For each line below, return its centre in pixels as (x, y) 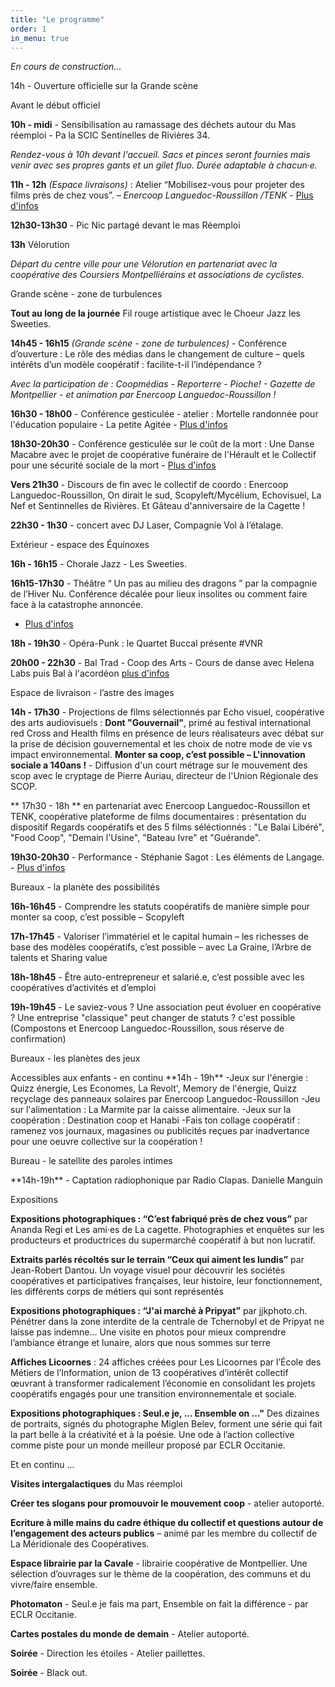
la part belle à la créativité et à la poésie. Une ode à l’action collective (152, 1435)
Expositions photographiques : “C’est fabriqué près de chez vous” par (159, 1219)
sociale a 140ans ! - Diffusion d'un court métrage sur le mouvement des (159, 765)
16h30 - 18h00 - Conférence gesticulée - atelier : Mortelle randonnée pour (164, 414)
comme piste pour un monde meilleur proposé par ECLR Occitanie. (148, 1445)
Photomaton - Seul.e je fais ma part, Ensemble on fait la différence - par (159, 1604)
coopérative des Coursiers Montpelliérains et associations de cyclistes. (157, 275)
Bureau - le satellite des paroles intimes (91, 1161)
